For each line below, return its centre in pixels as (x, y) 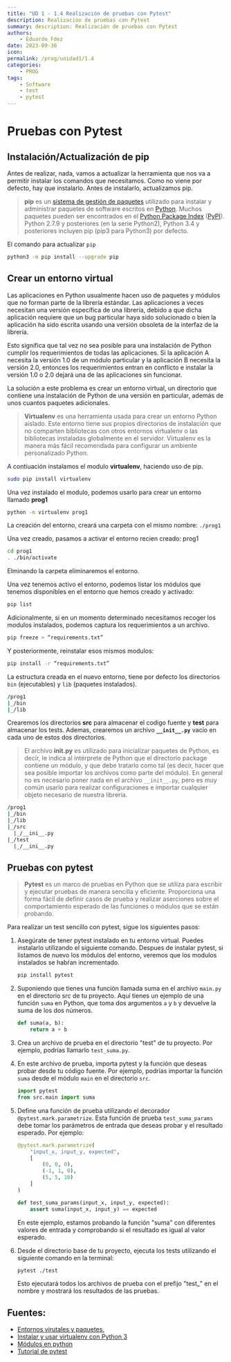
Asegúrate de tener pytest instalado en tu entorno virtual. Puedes (110, 940)
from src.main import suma (56, 1097)
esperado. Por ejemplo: (50, 1132)
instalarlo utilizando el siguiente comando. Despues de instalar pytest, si (120, 948)
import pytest (37, 1091)
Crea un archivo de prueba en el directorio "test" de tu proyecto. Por (115, 1043)
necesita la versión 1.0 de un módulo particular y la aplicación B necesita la (114, 360)
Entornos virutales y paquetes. (61, 1330)
